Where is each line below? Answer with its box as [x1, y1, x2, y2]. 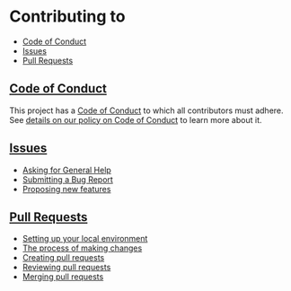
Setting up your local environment [22, 234, 148, 244]
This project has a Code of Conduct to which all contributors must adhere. [9, 105, 285, 116]
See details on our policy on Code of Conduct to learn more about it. [9, 114, 262, 125]
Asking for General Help [22, 164, 112, 175]
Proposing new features [22, 183, 111, 194]
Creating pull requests [22, 252, 105, 263]
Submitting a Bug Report [22, 173, 114, 185]
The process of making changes [22, 242, 143, 253]
